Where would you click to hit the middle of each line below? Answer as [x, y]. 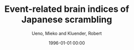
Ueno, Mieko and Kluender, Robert [67, 33]
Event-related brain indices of [67, 9]
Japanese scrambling [67, 20]
